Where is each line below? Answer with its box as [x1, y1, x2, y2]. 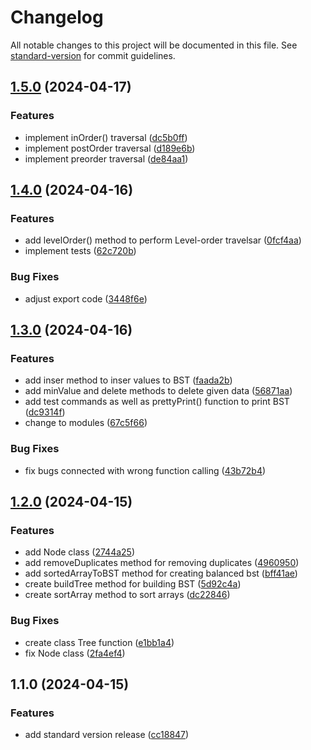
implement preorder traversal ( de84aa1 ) [24, 152, 189, 165]
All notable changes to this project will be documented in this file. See [10, 39, 298, 51]
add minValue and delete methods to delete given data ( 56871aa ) [24, 385, 293, 397]
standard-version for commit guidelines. [10, 49, 176, 61]
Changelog [10, 6, 104, 29]
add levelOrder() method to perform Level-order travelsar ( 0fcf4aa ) [24, 234, 302, 246]
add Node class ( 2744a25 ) [24, 546, 135, 558]
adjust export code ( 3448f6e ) [24, 292, 148, 305]
